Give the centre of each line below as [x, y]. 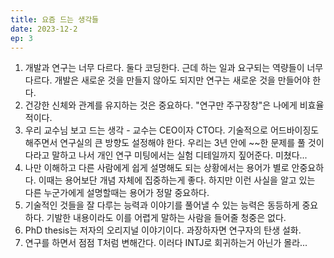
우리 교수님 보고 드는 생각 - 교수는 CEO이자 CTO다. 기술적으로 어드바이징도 [172, 130]
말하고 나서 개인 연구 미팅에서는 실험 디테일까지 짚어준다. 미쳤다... [179, 155]
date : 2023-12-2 [44, 29]
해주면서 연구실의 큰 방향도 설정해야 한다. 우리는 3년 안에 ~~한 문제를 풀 [165, 143]
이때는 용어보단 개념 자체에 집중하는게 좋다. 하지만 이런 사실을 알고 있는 [177, 180]
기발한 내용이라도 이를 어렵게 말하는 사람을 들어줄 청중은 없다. [166, 218]
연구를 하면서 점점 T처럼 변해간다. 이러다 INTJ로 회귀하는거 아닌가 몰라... [166, 243]
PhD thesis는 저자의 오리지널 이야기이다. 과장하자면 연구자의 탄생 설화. [163, 230]
